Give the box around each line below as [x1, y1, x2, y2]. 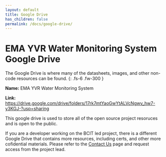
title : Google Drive [5, 12, 48, 17]
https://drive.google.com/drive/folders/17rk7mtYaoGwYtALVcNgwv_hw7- [5, 100, 155, 106]
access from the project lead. [5, 146, 66, 152]
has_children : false [5, 17, 48, 22]
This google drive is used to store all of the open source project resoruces [5, 115, 158, 121]
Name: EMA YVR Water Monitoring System [5, 85, 94, 91]
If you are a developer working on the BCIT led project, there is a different [5, 130, 157, 136]
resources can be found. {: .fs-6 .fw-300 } [16, 76, 104, 82]
